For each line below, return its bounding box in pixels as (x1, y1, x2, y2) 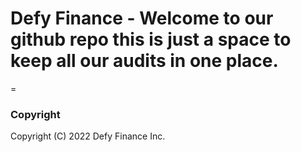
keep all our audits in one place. (10, 50, 279, 72)
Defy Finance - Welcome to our (10, 7, 274, 30)
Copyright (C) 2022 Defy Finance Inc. (10, 130, 166, 142)
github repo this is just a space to (10, 28, 292, 51)
